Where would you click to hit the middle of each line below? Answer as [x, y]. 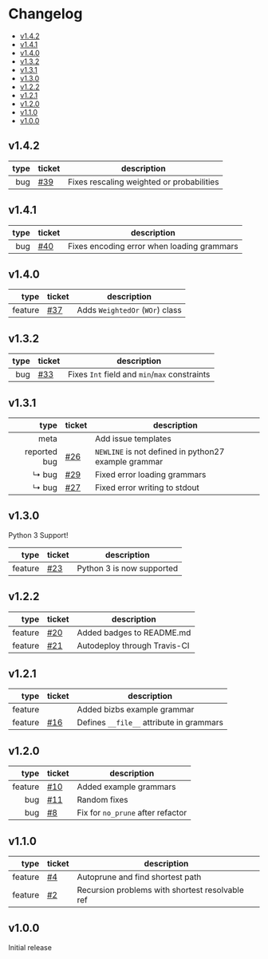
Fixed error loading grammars [150, 474]
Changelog [45, 14]
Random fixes [102, 800]
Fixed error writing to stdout [147, 487]
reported [41, 452]
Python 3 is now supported [128, 568]
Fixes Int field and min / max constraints [139, 374]
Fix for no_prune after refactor [132, 813]
